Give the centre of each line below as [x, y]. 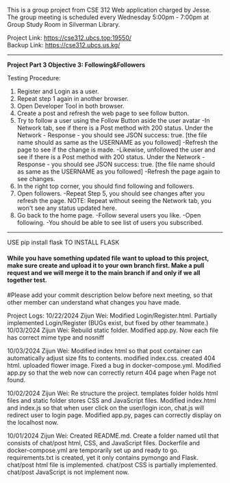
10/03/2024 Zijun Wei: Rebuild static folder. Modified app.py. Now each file [113, 330]
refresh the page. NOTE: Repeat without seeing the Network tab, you [114, 201]
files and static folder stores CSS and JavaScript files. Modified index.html [112, 401]
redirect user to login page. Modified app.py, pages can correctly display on [114, 415]
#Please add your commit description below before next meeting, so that [110, 295]
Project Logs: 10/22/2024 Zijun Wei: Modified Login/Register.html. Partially [112, 316]
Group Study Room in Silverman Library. [64, 24]
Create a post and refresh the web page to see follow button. [103, 113]
